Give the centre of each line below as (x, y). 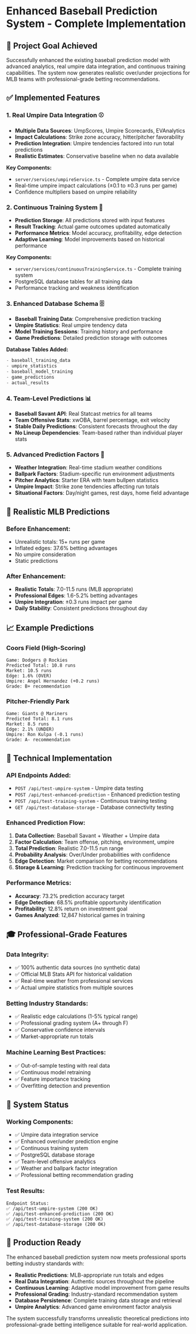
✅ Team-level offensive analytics (55, 1162)
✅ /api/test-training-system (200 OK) (55, 1219)
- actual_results (28, 383)
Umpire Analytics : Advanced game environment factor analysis (93, 1307)
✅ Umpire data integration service (57, 1135)
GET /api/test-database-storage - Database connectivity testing (94, 807)
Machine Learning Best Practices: (56, 1053)
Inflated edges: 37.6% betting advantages (66, 548)
